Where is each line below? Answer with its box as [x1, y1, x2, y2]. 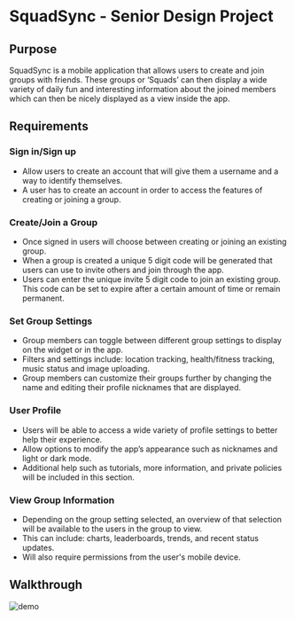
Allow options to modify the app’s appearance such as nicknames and [21, 443, 278, 454]
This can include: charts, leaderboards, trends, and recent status [21, 532, 260, 543]
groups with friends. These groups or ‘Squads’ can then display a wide [9, 75, 268, 85]
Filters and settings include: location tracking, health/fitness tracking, [21, 354, 276, 365]
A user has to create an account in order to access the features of [21, 184, 263, 195]
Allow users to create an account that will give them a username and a [21, 166, 279, 177]
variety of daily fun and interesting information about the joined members [9, 84, 276, 94]
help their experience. [21, 434, 103, 444]
